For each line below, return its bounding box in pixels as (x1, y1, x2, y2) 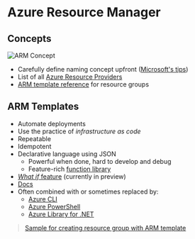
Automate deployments (17, 119, 87, 128)
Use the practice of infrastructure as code (17, 127, 141, 135)
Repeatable (17, 134, 52, 143)
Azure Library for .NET (28, 210, 94, 218)
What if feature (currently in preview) (17, 172, 126, 181)
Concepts (7, 33, 52, 45)
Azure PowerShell (28, 202, 81, 211)
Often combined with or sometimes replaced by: (17, 187, 159, 196)
